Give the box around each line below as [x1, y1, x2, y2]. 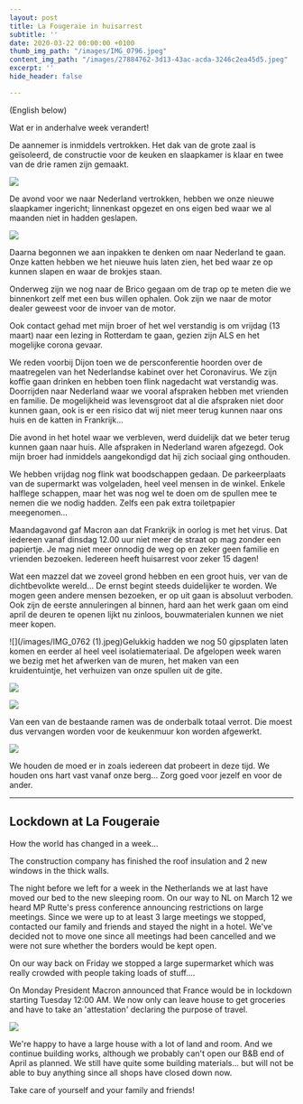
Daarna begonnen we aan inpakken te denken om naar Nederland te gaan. [9, 246, 287, 257]
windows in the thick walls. [9, 865, 110, 876]
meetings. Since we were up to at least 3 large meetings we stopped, [9, 911, 266, 922]
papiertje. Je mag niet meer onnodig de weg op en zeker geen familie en [9, 543, 280, 554]
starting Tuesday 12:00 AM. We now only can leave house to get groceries [9, 994, 286, 1005]
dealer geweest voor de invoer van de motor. [9, 302, 176, 313]
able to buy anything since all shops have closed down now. [9, 1067, 233, 1078]
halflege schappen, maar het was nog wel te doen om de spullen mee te [9, 487, 278, 498]
